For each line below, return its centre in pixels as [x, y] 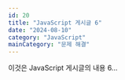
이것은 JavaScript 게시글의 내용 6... [63, 68]
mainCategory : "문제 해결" [49, 45]
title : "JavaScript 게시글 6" [55, 23]
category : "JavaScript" [47, 37]
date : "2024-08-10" [40, 30]
